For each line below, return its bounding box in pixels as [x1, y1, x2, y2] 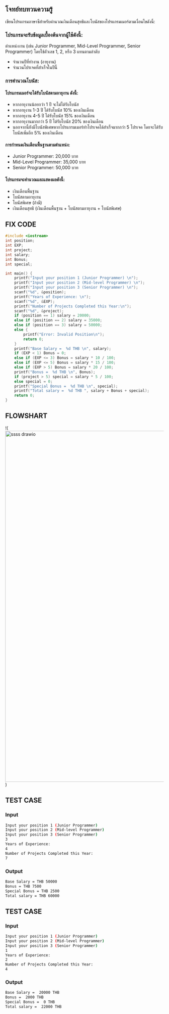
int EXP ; [5, 243, 24, 248]
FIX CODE [5, 220, 37, 229]
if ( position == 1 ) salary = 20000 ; [14, 313, 92, 318]
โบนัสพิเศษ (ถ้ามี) [12, 199, 42, 205]
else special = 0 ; [14, 379, 53, 384]
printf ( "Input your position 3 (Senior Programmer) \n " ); [14, 285, 138, 290]
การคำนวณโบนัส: [5, 77, 39, 84]
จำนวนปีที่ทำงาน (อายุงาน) [12, 59, 56, 65]
